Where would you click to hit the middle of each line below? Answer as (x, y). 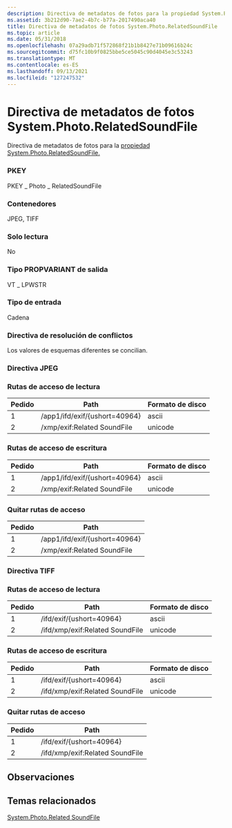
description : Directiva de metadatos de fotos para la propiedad (103, 13)
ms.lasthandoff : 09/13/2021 (48, 71)
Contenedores (32, 204)
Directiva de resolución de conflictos (70, 335)
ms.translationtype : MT (41, 59)
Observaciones (41, 777)
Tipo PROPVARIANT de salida (58, 270)
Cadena (18, 317)
